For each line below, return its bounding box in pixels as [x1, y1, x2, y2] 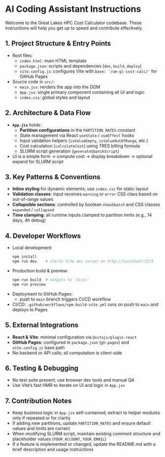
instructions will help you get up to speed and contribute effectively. [5, 25, 143, 31]
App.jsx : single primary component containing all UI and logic [19, 89, 145, 95]
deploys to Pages [12, 306, 48, 312]
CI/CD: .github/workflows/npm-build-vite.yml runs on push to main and [12, 301, 159, 307]
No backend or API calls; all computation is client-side [12, 349, 122, 356]
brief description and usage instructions [12, 447, 94, 453]
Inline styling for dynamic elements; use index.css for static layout [12, 186, 149, 192]
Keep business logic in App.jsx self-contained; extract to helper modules [12, 410, 160, 416]
